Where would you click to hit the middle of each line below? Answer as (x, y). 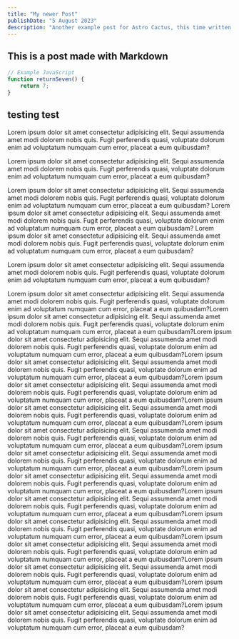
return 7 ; (35, 86)
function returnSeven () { (46, 79)
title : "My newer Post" (43, 14)
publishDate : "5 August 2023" (52, 21)
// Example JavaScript (41, 73)
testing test (33, 115)
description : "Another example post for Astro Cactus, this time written (119, 27)
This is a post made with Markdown (88, 56)
